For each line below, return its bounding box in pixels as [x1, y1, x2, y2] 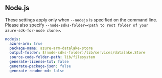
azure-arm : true [9, 41, 43, 46]
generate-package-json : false [9, 64, 71, 69]
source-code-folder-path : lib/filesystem [9, 55, 95, 60]
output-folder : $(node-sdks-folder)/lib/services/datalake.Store [9, 50, 146, 55]
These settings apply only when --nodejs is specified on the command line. [5, 17, 158, 22]
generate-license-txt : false [9, 59, 69, 64]
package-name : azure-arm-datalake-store [9, 46, 93, 51]
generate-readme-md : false [9, 68, 65, 73]
